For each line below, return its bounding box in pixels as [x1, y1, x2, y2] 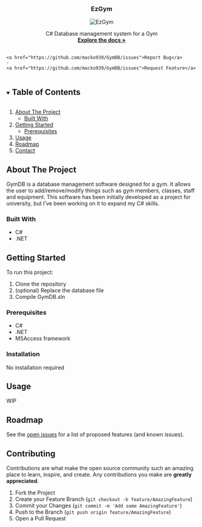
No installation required [6, 364, 65, 371]
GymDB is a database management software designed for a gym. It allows [6, 180, 191, 188]
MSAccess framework [15, 335, 71, 342]
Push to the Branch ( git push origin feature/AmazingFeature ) [15, 508, 171, 516]
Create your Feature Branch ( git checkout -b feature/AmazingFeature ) [15, 496, 193, 503]
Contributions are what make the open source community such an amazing [6, 465, 194, 472]
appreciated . [6, 477, 39, 485]
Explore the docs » [77, 36, 126, 44]
